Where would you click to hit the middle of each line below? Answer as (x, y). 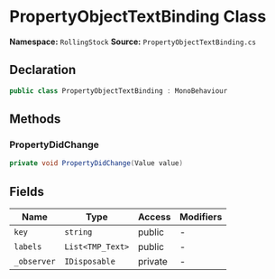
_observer (35, 261)
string (78, 232)
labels (28, 247)
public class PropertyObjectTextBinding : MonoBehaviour (119, 91)
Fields (27, 191)
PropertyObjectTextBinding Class (138, 17)
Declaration (43, 70)
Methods (35, 119)
